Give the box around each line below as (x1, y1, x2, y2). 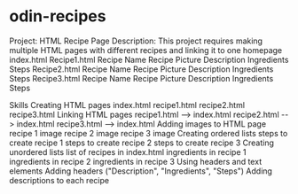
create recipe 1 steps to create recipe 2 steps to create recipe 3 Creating (9, 137, 275, 148)
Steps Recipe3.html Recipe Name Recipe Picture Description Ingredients (9, 73, 274, 83)
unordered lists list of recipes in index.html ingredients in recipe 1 (9, 146, 247, 157)
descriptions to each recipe (9, 175, 109, 185)
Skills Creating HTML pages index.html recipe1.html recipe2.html (9, 99, 246, 110)
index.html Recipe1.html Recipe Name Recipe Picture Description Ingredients (9, 54, 289, 65)
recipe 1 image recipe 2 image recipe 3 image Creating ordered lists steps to (9, 128, 288, 138)
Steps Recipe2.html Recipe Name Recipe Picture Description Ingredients (9, 64, 274, 74)
